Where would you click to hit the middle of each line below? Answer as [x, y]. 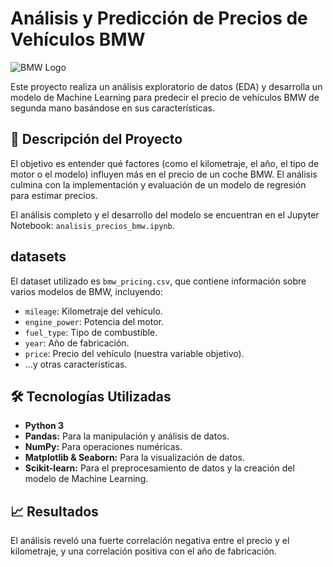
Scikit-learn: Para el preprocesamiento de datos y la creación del [159, 468]
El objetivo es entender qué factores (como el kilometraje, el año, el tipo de [165, 163]
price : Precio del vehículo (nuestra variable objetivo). [134, 353]
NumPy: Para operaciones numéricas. [103, 447]
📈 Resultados [54, 511]
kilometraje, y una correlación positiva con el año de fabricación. [143, 551]
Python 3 [44, 426]
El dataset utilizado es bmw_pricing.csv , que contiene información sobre [158, 281]
